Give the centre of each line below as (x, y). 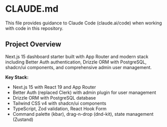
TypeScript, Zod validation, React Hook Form (59, 108)
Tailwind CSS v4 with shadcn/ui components (59, 103)
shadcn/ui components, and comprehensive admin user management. (79, 67)
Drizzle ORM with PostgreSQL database (54, 98)
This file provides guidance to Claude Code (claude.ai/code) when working (84, 23)
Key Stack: (17, 77)
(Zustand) (23, 119)
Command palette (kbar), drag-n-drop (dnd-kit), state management (83, 114)
